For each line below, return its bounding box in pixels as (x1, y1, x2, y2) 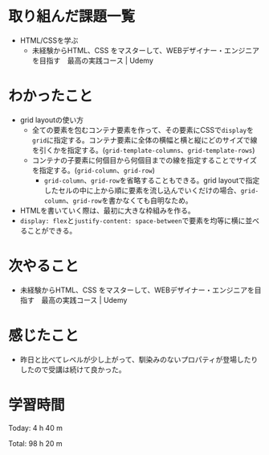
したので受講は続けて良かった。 (19, 364, 126, 374)
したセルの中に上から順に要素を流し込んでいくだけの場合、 (43, 185, 241, 195)
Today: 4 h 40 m (8, 423, 63, 432)
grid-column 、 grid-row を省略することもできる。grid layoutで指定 (43, 175, 260, 185)
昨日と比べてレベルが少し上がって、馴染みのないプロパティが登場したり (19, 354, 259, 364)
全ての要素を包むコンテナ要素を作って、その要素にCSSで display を (31, 125, 255, 134)
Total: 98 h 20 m (8, 438, 63, 448)
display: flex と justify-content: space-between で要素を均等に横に (19, 215, 246, 225)
